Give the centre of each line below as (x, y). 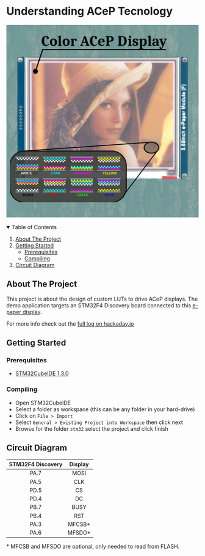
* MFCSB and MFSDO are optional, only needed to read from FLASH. (93, 546)
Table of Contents (34, 227)
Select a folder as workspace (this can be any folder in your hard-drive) (105, 409)
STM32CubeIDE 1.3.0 (42, 373)
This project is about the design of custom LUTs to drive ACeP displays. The (102, 299)
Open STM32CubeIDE (43, 403)
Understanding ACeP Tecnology (89, 11)
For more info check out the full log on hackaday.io (70, 324)
